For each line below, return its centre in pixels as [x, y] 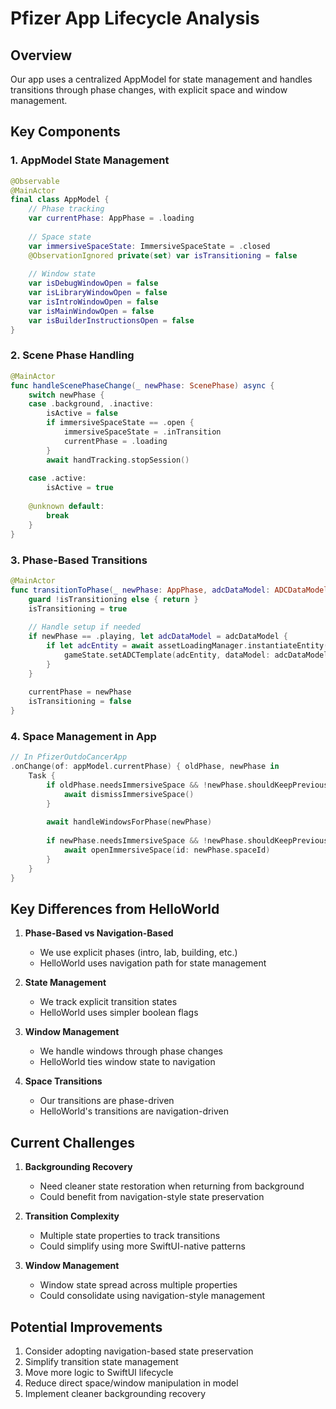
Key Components [65, 132]
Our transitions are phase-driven [107, 1101]
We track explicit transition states [108, 1002]
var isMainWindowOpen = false [91, 311]
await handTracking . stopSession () [118, 460]
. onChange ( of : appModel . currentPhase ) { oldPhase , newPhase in [145, 767]
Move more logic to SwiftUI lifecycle [99, 1373]
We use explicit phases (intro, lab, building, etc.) [138, 953]
